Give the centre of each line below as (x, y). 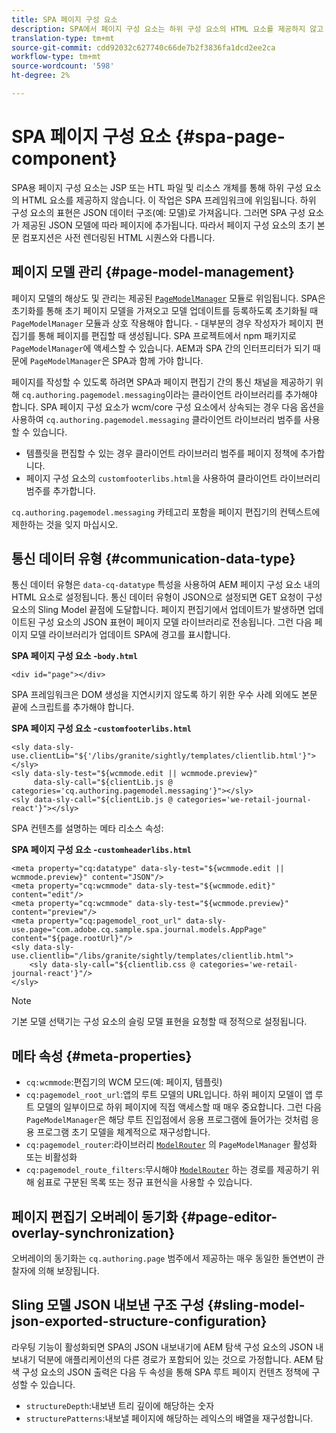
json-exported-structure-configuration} (139, 1321)
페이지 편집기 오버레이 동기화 (95, 1216)
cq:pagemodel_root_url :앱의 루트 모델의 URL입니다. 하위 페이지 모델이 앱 (169, 1095)
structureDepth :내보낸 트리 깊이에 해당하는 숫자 (120, 1405)
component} (64, 158)
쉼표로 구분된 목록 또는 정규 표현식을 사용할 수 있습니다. (144, 1182)
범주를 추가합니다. (60, 490)
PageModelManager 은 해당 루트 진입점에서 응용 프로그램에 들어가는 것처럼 (167, 1120)
